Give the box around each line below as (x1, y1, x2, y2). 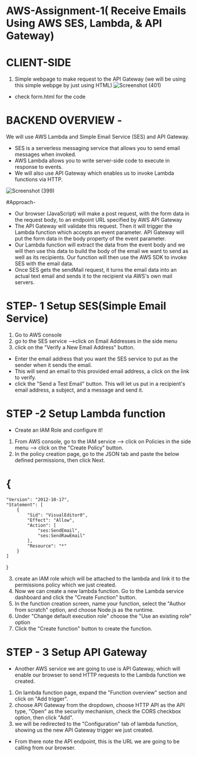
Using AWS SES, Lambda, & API (6, 16, 162, 30)
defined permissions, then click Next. (14, 456, 105, 463)
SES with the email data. (14, 260, 74, 267)
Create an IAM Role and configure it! (14, 426, 103, 433)
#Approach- (6, 199, 36, 206)
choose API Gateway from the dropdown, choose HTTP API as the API (14, 701, 185, 708)
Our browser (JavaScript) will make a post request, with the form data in (14, 210, 190, 217)
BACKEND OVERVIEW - (6, 114, 122, 127)
